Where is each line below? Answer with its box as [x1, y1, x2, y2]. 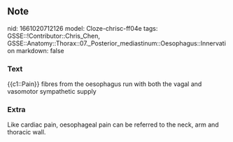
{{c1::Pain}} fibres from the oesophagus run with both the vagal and [7, 80, 202, 88]
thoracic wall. [7, 128, 46, 136]
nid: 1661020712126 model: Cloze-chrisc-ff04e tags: [7, 24, 158, 32]
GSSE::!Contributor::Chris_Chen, [7, 31, 100, 40]
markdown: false [16, 46, 64, 55]
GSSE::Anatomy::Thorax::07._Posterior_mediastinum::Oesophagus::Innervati [7, 38, 226, 48]
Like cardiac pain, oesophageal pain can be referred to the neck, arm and [7, 120, 219, 129]
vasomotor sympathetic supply [7, 87, 97, 96]
